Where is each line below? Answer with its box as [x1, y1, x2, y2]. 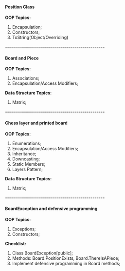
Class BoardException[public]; [12, 250, 73, 256]
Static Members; [12, 161, 45, 167]
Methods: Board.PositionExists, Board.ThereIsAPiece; [12, 255, 120, 261]
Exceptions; [12, 226, 36, 232]
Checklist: [5, 240, 27, 246]
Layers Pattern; [12, 166, 43, 172]
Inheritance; [12, 151, 36, 156]
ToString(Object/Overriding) [12, 35, 69, 40]
